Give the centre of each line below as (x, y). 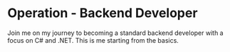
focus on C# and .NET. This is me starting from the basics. (93, 40)
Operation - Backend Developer (103, 13)
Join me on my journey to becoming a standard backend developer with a (115, 33)
